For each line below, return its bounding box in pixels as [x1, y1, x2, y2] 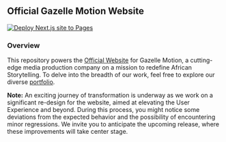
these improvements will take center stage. [7, 128, 128, 136]
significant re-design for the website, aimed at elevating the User [7, 98, 190, 106]
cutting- [190, 56, 213, 64]
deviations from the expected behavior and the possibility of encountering [7, 113, 216, 122]
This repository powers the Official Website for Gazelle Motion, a [7, 56, 189, 64]
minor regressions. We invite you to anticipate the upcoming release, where [7, 120, 220, 128]
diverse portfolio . [7, 78, 55, 86]
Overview [7, 40, 40, 50]
